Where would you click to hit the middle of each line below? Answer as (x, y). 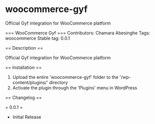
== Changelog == (24, 97)
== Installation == (24, 67)
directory (59, 82)
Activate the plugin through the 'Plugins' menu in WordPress (75, 88)
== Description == (24, 48)
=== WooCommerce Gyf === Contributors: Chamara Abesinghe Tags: (78, 33)
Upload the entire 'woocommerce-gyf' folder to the (65, 77)
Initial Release (27, 117)
